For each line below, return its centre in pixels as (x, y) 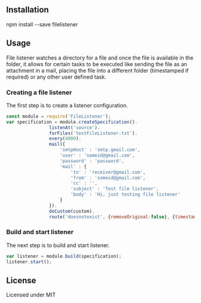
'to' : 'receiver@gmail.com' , (108, 172)
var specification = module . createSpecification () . (72, 122)
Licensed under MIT (31, 295)
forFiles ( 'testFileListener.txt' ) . (93, 133)
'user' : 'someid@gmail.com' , (97, 155)
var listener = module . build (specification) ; (64, 256)
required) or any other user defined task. (56, 77)
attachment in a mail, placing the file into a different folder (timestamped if (98, 70)
